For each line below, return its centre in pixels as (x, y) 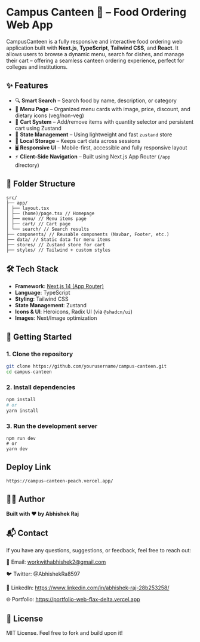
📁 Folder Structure (41, 184)
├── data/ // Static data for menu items (59, 239)
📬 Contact (27, 534)
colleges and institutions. (37, 67)
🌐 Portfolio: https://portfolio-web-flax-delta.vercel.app (73, 600)
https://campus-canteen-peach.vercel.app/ (60, 481)
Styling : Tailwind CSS (41, 299)
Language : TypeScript (42, 293)
